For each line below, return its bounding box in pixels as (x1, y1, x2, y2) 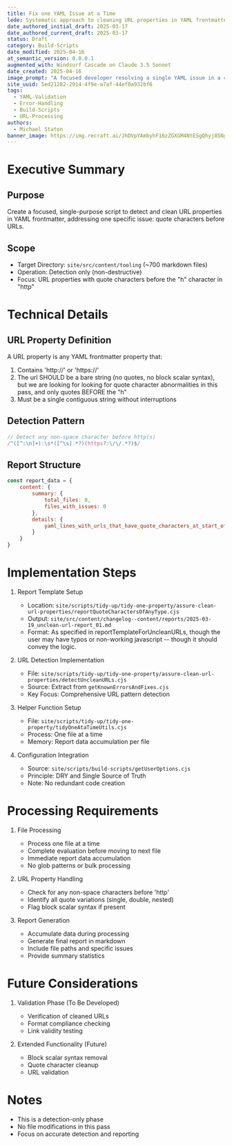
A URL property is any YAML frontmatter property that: (7, 353, 163, 361)
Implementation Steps (7, 565, 137, 581)
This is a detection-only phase (17, 1115, 104, 1123)
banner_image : (7, 132, 48, 139)
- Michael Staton (13, 126, 64, 133)
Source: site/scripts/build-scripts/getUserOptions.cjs (27, 764, 191, 772)
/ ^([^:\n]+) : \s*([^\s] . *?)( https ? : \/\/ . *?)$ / (7, 440, 140, 447)
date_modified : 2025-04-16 (7, 49, 85, 56)
